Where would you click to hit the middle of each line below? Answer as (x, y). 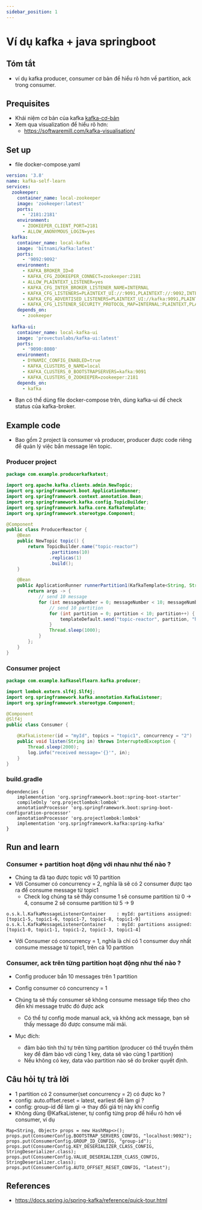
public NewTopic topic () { (51, 541)
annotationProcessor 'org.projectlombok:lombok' (79, 818)
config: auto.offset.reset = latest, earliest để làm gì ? (79, 1100)
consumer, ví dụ (35, 1120)
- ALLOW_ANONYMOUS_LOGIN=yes (59, 232)
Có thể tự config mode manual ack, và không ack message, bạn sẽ (107, 1018)
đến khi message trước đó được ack (59, 1006)
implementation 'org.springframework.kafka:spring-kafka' (91, 824)
